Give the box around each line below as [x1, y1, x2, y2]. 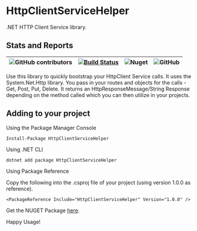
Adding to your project [6, 109, 91, 119]
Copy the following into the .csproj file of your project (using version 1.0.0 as [6, 179, 191, 186]
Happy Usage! [6, 218, 41, 225]
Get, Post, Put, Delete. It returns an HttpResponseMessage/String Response [6, 85, 190, 92]
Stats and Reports [6, 41, 74, 51]
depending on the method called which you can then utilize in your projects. [6, 91, 190, 98]
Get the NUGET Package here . [6, 207, 80, 214]
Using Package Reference [6, 168, 69, 175]
